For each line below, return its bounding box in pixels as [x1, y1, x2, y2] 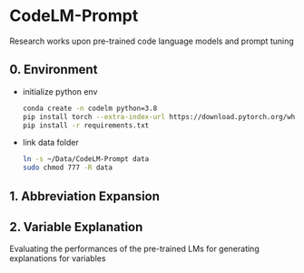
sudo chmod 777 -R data [22, 163, 113, 173]
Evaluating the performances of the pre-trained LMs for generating [9, 243, 260, 255]
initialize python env [22, 86, 98, 96]
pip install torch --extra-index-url [22, 112, 166, 121]
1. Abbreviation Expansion [9, 188, 161, 204]
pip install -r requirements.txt [22, 120, 150, 130]
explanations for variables [9, 253, 106, 264]
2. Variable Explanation [9, 219, 143, 235]
